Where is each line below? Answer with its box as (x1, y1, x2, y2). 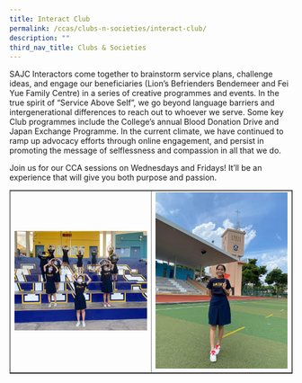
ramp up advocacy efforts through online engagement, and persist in (9, 136, 264, 147)
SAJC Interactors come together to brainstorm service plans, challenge (9, 68, 273, 80)
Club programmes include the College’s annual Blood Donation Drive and (9, 117, 280, 128)
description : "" (9, 33, 70, 42)
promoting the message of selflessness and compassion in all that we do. (9, 145, 281, 156)
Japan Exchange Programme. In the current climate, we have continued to (9, 126, 285, 137)
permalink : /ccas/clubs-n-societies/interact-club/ (9, 23, 207, 33)
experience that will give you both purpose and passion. (9, 172, 218, 183)
